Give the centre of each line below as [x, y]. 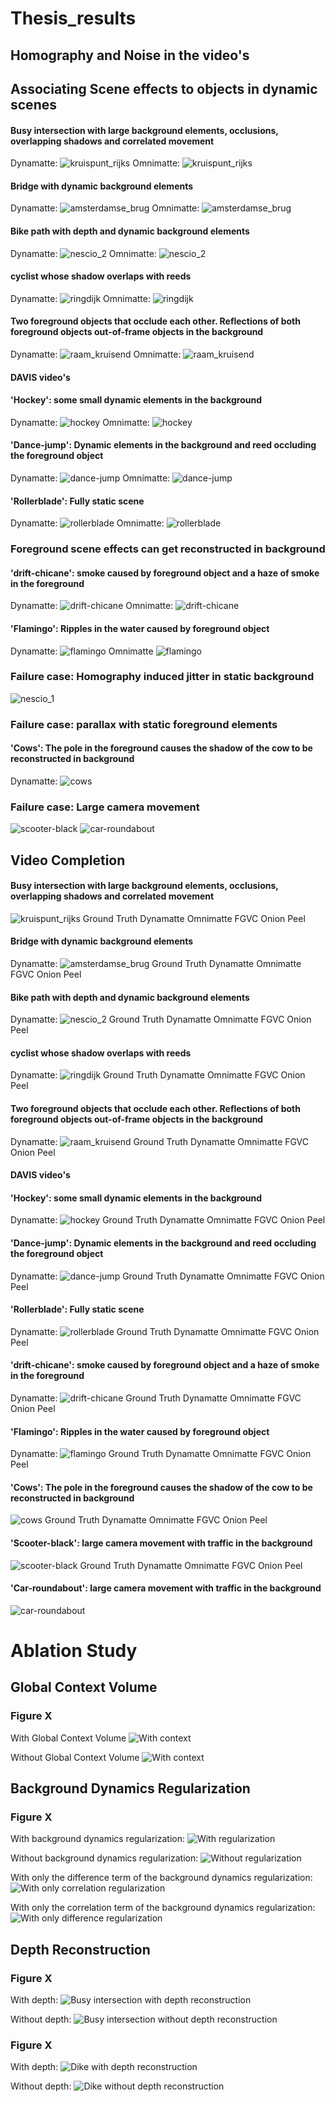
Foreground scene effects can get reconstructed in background [168, 549]
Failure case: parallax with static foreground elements [144, 724]
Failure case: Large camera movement [105, 807]
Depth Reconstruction [80, 1949]
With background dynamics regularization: [97, 1839]
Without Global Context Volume [75, 1757]
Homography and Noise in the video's [130, 55]
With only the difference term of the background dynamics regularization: [161, 1878]
